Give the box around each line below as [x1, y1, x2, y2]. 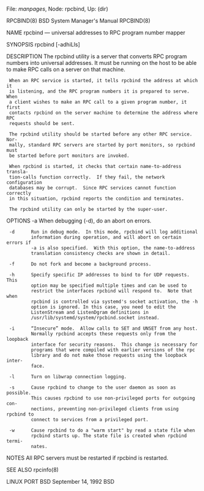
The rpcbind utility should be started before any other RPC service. [9, 131, 192, 137]
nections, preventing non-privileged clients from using [31, 406, 179, 412]
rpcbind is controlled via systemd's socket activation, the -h [31, 299, 199, 305]
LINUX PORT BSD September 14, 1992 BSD [6, 478, 115, 485]
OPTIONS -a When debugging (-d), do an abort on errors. [6, 217, 151, 224]
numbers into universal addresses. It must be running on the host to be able [6, 59, 197, 66]
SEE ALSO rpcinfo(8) [6, 466, 59, 473]
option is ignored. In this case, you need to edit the [31, 304, 176, 310]
